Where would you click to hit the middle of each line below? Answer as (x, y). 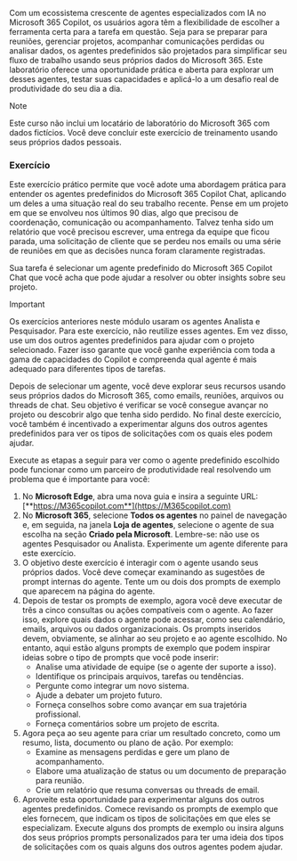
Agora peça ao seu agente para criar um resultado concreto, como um (151, 734)
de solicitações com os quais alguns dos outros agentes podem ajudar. (152, 847)
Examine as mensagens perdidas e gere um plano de (132, 752)
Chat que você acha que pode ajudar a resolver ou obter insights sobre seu (148, 278)
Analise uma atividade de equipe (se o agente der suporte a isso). (156, 667)
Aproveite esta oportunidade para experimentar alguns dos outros (143, 799)
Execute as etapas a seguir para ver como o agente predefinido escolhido (144, 460)
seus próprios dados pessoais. (65, 142)
